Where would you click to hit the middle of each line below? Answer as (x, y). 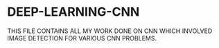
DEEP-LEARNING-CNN (73, 12)
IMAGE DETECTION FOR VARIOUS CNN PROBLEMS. (82, 38)
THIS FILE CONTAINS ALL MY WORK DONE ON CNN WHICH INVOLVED (110, 31)
